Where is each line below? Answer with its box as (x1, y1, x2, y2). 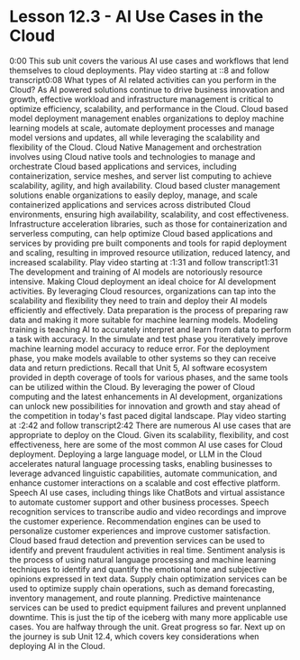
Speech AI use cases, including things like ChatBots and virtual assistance (9, 487, 286, 497)
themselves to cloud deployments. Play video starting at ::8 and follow (9, 65, 270, 76)
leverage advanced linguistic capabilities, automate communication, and (9, 468, 277, 479)
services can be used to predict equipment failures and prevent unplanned (9, 602, 286, 613)
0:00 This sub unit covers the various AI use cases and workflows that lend (9, 55, 289, 66)
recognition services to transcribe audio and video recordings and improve (9, 506, 286, 516)
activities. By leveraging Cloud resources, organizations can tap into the (9, 285, 277, 296)
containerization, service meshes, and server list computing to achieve (9, 170, 272, 181)
